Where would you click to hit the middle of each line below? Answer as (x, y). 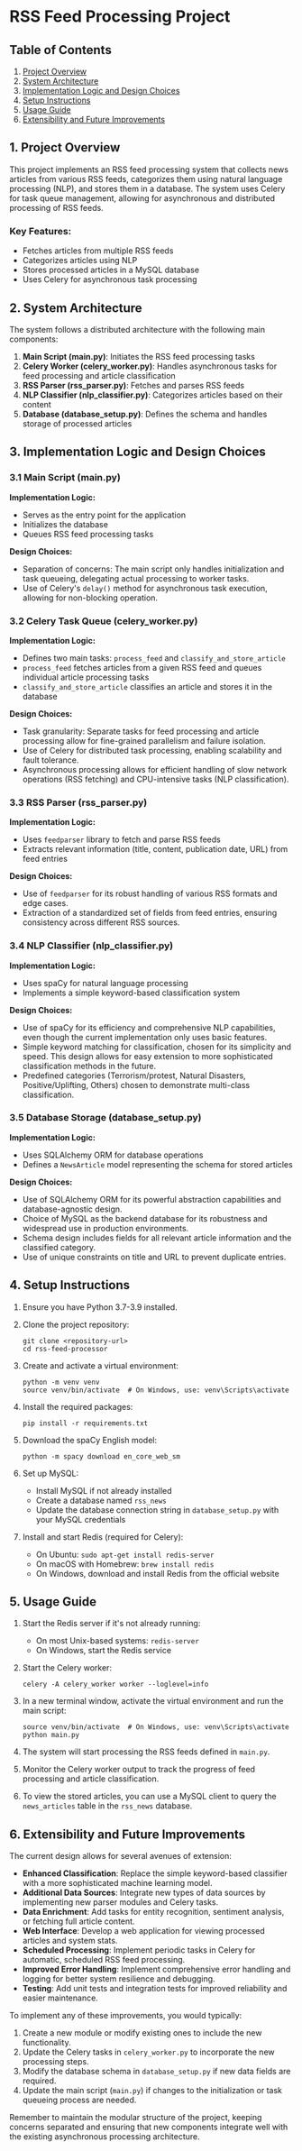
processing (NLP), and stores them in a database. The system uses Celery (147, 188)
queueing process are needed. (79, 2100)
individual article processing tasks (86, 677)
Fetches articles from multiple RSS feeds (98, 251)
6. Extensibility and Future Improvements (128, 1834)
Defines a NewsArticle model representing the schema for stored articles (157, 1164)
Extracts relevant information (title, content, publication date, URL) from (155, 849)
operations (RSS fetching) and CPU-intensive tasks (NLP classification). (156, 779)
